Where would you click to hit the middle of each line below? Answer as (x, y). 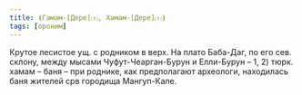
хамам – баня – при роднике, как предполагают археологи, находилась (149, 71)
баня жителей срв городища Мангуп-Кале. (93, 81)
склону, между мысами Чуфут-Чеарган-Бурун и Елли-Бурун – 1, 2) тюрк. (151, 62)
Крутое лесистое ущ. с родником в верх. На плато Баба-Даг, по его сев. (151, 52)
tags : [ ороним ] (38, 26)
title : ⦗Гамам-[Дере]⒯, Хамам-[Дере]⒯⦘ (88, 18)
